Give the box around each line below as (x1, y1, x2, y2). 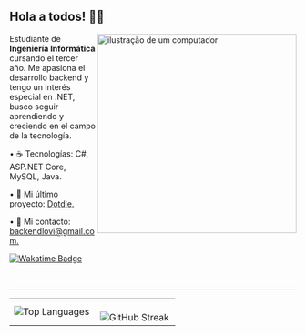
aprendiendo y (9, 110, 65, 121)
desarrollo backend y (9, 72, 89, 83)
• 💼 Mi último (9, 188, 59, 199)
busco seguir (9, 101, 59, 112)
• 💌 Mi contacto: (9, 216, 71, 227)
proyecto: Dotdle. (9, 198, 75, 209)
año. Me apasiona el (9, 62, 86, 73)
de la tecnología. (9, 129, 72, 141)
